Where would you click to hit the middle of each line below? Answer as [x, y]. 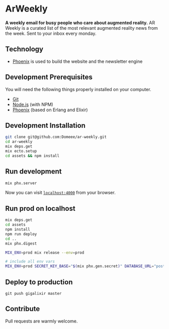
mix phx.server [21, 183]
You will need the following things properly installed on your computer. [78, 89]
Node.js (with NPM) [33, 104]
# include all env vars [30, 262]
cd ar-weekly [19, 142]
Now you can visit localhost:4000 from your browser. [60, 193]
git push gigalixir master [33, 293]
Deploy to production [39, 282]
